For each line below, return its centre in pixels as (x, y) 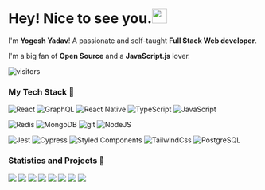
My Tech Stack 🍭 (41, 91)
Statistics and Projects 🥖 (57, 161)
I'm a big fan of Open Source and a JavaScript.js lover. (99, 56)
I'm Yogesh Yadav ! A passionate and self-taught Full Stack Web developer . (132, 41)
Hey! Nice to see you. (80, 19)
